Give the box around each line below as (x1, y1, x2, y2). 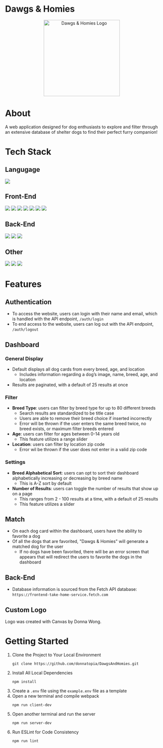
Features (5, 278, 42, 290)
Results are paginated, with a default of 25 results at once (12, 382, 128, 388)
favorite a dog (12, 533, 40, 539)
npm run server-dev (12, 720, 52, 726)
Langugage (5, 166, 40, 174)
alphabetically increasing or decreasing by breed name (12, 475, 123, 481)
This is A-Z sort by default (19, 480, 72, 486)
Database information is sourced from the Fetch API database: (12, 586, 137, 592)
